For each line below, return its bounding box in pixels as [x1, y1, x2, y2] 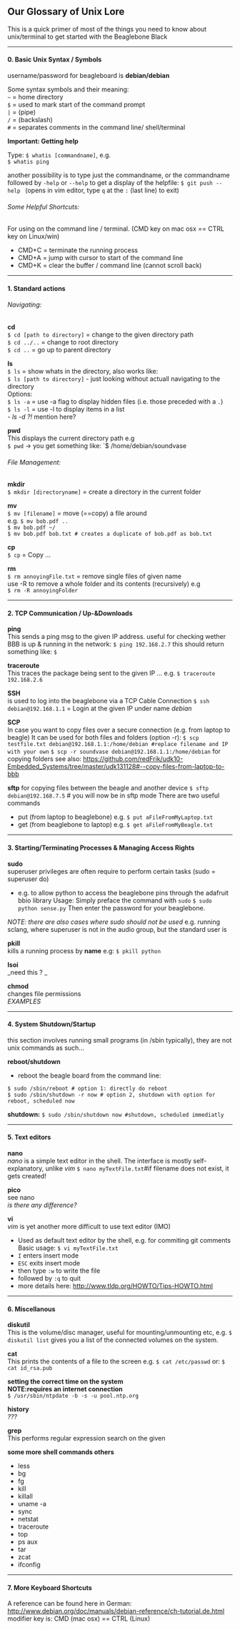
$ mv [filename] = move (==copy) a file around [7, 509, 148, 517]
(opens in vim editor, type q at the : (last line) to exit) [24, 186, 180, 195]
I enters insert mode [17, 1251, 79, 1260]
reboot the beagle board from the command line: [17, 1071, 161, 1080]
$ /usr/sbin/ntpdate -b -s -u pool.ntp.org [7, 1393, 139, 1400]
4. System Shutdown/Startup [7, 1020, 96, 1028]
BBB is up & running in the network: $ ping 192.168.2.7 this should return [7, 640, 225, 649]
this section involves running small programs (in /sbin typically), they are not [7, 1035, 232, 1044]
